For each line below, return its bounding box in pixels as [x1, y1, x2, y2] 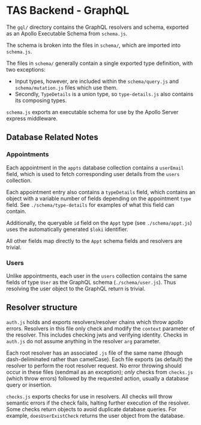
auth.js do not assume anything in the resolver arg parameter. [6, 337, 161, 344]
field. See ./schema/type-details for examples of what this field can [6, 201, 175, 208]
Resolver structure [6, 302, 78, 313]
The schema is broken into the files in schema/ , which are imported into [6, 41, 181, 49]
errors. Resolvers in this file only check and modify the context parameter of [6, 325, 195, 332]
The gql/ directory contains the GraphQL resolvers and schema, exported [6, 23, 189, 31]
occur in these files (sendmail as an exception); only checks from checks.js [6, 368, 193, 376]
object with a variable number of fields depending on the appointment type [6, 195, 191, 202]
